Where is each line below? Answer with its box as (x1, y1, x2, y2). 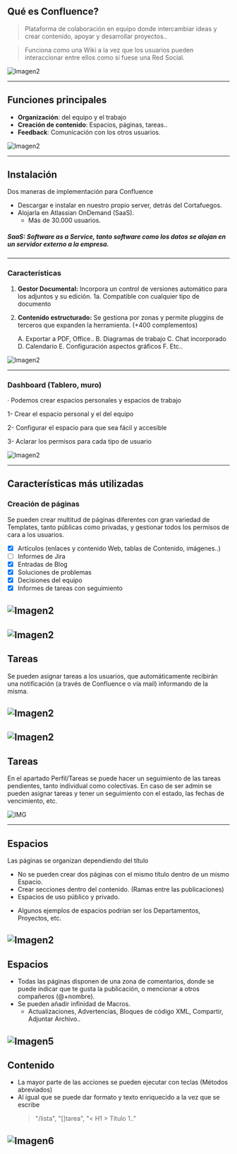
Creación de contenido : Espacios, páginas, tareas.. (17, 120, 168, 129)
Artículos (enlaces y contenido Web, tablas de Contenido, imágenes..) (17, 544, 221, 553)
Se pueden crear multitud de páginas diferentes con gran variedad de (7, 515, 210, 524)
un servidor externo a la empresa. (7, 240, 109, 248)
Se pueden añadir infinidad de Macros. (17, 1000, 130, 1008)
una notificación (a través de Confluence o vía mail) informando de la (7, 679, 208, 688)
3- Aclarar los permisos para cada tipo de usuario (7, 437, 152, 445)
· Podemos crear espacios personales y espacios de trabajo (7, 396, 182, 404)
